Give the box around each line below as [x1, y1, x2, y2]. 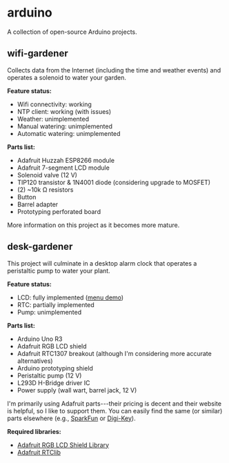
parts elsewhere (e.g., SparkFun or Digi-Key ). [7, 414, 136, 422]
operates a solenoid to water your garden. [7, 73, 126, 81]
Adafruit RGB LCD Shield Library [17, 440, 109, 449]
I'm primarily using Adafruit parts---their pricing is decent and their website [7, 399, 222, 408]
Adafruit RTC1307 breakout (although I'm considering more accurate [17, 349, 212, 357]
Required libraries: [7, 427, 62, 435]
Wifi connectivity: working [17, 100, 92, 108]
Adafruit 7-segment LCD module [17, 164, 110, 172]
